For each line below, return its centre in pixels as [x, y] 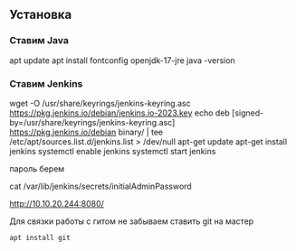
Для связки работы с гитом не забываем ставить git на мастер [132, 221]
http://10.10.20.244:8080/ [57, 203]
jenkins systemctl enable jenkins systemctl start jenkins [113, 151]
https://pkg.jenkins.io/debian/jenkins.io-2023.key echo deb [120, 113]
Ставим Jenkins [46, 83]
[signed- [248, 113]
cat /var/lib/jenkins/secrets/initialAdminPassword [100, 186]
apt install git [40, 237]
